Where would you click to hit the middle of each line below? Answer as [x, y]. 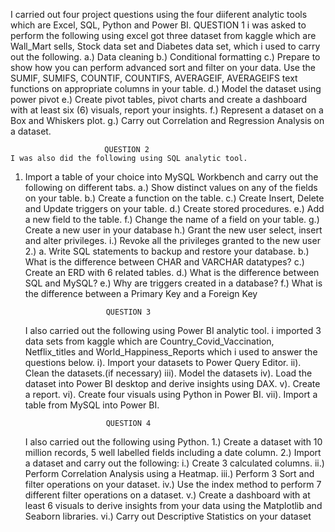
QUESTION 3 [128, 312]
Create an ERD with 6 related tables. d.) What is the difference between [172, 272]
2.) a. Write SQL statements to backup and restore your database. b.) [167, 251]
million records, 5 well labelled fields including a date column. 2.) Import [173, 452]
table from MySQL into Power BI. [92, 405]
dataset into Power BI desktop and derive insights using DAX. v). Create [172, 383]
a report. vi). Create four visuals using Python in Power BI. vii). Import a [171, 394]
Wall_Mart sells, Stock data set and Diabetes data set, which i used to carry [165, 46]
